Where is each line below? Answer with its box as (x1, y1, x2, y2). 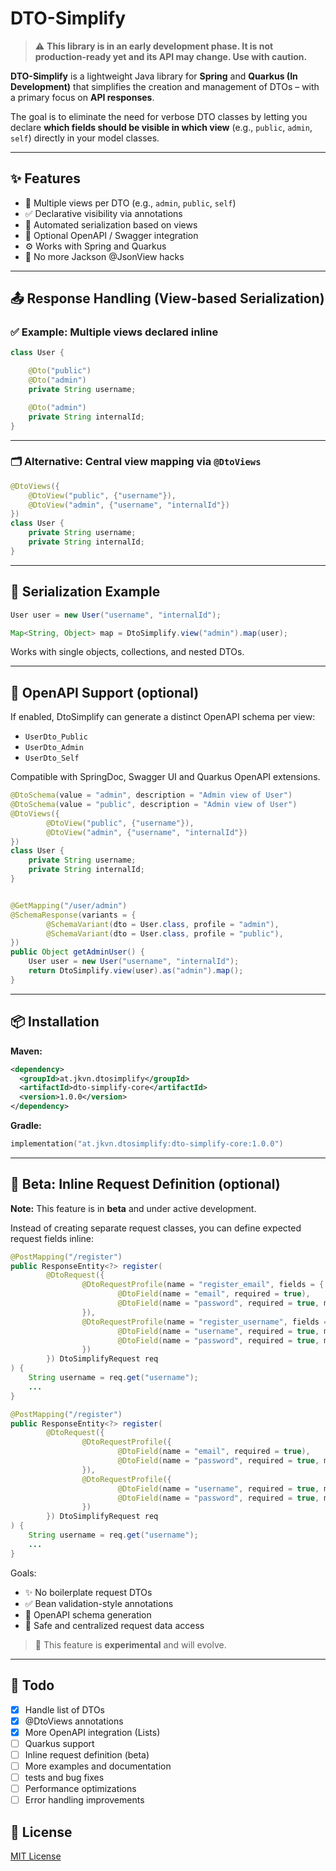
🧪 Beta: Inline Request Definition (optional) (10, 1176, 281, 1193)
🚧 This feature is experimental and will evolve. (34, 1638, 227, 1651)
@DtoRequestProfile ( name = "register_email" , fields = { (81, 1280, 325, 1290)
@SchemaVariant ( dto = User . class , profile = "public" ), (46, 928, 284, 939)
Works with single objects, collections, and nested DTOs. (10, 646, 245, 658)
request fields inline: (10, 1232, 95, 1244)
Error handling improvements (24, 1794, 145, 1806)
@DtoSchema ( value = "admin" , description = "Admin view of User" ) (10, 790, 293, 801)
